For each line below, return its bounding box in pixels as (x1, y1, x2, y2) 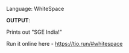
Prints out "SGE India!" (6, 28, 62, 36)
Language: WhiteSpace (6, 5, 64, 12)
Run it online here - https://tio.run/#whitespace (6, 40, 123, 47)
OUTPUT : (6, 17, 31, 23)
